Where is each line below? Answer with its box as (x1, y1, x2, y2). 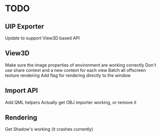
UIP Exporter (5, 22, 45, 31)
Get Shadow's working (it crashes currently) (5, 126, 94, 132)
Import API (5, 86, 38, 95)
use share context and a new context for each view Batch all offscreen (5, 67, 146, 73)
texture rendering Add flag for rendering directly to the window (5, 72, 131, 78)
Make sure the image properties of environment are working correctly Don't (5, 62, 156, 68)
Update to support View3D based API (5, 35, 80, 41)
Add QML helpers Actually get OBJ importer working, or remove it (5, 99, 137, 105)
